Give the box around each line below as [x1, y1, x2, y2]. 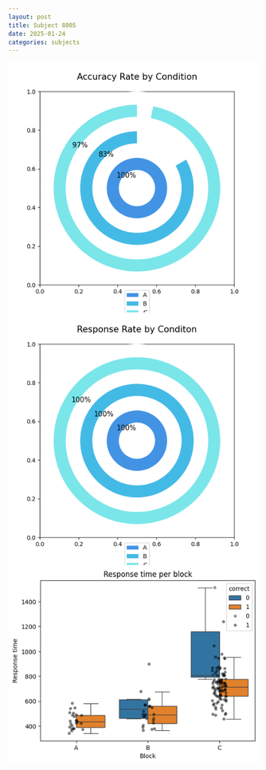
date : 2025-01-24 [8, 29, 66, 37]
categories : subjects [8, 38, 80, 46]
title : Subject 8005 [8, 21, 77, 29]
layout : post [8, 13, 52, 21]
